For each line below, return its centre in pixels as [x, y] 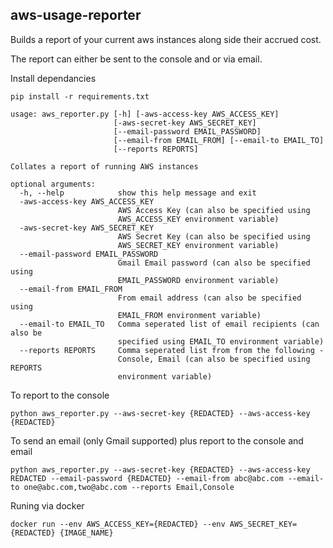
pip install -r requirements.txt [80, 96]
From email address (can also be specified [209, 298]
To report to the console [60, 395]
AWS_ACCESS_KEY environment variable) [198, 219]
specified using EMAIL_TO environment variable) [221, 341]
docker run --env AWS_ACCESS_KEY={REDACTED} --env [118, 524]
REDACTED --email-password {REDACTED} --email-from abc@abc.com [147, 478]
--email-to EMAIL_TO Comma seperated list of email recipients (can [169, 324]
